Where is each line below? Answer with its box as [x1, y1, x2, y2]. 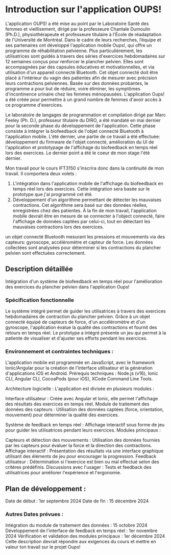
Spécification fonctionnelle [5, 296, 74, 303]
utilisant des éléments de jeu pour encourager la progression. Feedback [5, 453, 157, 460]
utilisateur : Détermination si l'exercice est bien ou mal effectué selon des [5, 459, 159, 465]
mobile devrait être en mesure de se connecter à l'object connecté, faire [12, 213, 165, 219]
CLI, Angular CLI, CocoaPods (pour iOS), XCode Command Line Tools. [5, 376, 153, 382]
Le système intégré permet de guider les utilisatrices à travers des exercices [5, 308, 166, 315]
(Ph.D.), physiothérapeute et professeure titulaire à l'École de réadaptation [5, 31, 162, 37]
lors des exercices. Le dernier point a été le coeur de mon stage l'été [5, 150, 150, 156]
